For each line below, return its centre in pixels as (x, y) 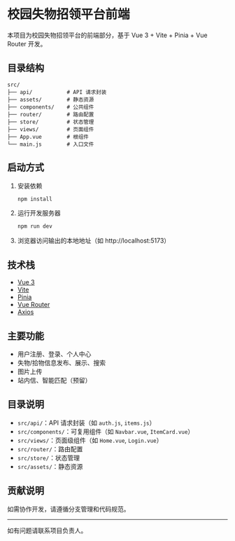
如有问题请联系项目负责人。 (47, 530)
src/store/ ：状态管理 (49, 458)
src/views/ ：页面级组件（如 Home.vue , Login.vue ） (90, 440)
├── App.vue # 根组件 (48, 137)
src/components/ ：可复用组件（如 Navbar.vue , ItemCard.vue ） (106, 431)
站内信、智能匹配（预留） (54, 380)
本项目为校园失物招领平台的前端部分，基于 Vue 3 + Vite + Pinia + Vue (107, 35)
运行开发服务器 (39, 213)
